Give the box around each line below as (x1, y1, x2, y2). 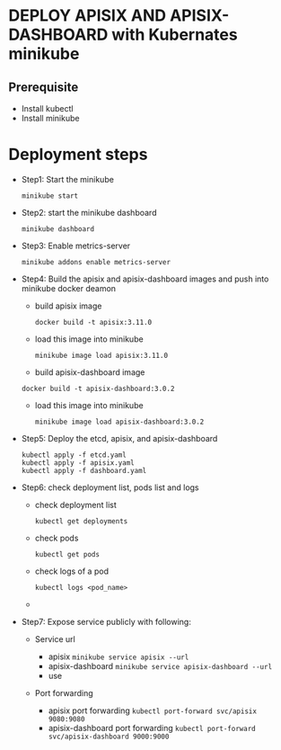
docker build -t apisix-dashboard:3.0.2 (21, 384, 175, 393)
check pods (34, 532, 79, 543)
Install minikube (21, 113, 80, 123)
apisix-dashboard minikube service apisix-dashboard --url (48, 660, 273, 671)
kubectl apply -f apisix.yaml (21, 458, 136, 468)
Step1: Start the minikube (21, 174, 114, 184)
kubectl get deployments (34, 516, 128, 526)
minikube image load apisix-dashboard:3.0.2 (34, 417, 205, 426)
